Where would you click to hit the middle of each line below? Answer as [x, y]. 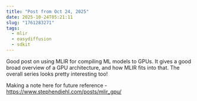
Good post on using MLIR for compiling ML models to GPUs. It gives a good [99, 61]
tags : [13, 28]
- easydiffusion [32, 39]
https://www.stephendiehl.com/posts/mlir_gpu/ [64, 92]
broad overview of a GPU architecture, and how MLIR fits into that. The [93, 67]
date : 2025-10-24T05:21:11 [40, 17]
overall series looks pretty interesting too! [57, 74]
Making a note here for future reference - [57, 85]
